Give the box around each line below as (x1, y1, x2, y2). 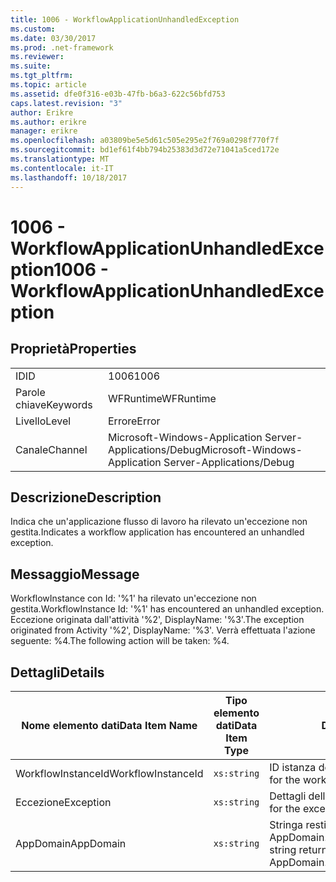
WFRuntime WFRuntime (108, 391, 217, 405)
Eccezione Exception (15, 795, 112, 809)
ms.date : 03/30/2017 (10, 33, 97, 43)
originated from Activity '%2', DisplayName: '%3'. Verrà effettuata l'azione (10, 624, 316, 636)
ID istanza (269, 760, 317, 774)
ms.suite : (10, 61, 52, 71)
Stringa (269, 817, 304, 831)
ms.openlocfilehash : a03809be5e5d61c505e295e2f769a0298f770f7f (10, 136, 280, 146)
